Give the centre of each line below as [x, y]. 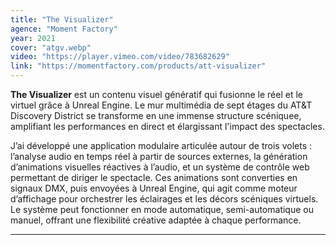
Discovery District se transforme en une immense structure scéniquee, [156, 115]
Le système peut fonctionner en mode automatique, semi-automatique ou [162, 209]
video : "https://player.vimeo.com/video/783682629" [120, 57]
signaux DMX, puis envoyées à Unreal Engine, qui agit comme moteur [154, 188]
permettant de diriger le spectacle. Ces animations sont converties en [154, 177]
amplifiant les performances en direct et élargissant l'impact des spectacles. [167, 126]
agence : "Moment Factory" [64, 29]
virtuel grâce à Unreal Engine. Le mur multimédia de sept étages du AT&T [161, 105]
